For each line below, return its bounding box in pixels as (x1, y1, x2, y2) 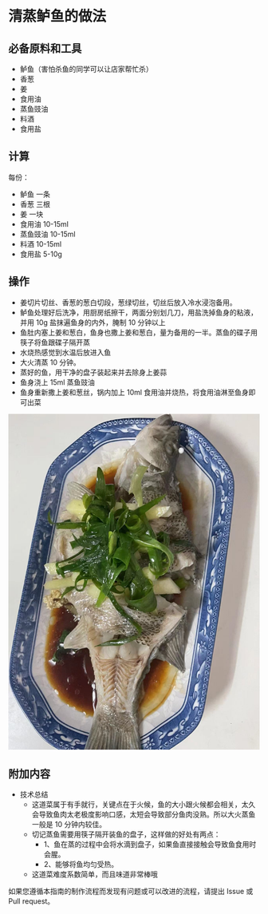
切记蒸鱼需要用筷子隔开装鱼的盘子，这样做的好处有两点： (31, 829, 221, 839)
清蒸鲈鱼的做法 (8, 7, 107, 26)
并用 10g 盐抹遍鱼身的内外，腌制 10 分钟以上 (19, 317, 166, 327)
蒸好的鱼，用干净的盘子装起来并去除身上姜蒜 (19, 367, 167, 377)
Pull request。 (8, 896, 55, 906)
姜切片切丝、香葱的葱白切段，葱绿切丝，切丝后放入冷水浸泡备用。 (19, 297, 237, 307)
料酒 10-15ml (19, 239, 62, 248)
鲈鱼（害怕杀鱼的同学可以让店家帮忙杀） (19, 65, 153, 73)
